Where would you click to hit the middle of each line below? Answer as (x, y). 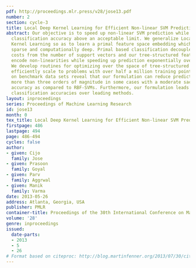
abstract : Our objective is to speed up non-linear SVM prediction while (98, 33)
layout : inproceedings (34, 98)
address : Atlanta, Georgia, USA (45, 202)
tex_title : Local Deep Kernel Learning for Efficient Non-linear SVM (92, 121)
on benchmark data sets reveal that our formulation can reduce (91, 77)
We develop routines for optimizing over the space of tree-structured (100, 66)
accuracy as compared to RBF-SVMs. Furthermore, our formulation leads (100, 88)
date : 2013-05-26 (27, 197)
